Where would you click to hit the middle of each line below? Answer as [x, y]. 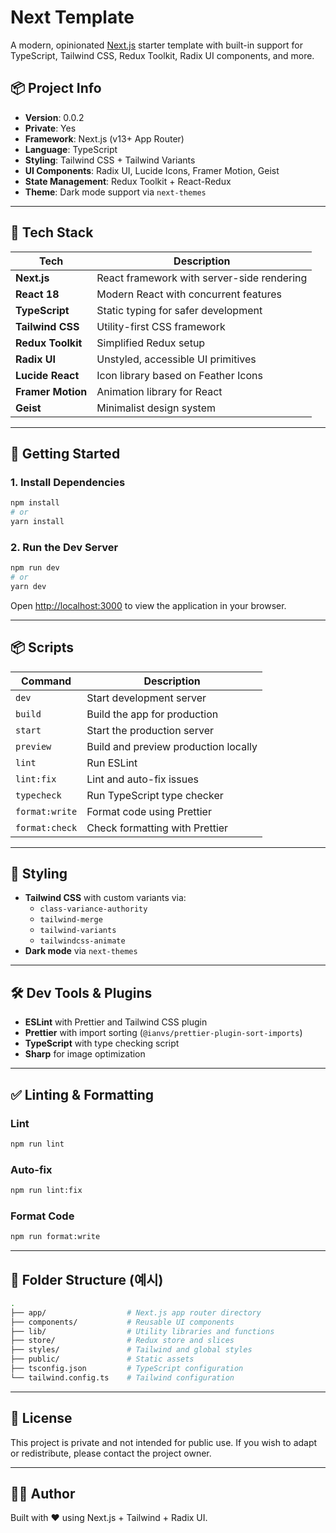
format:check [46, 827]
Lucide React [47, 375]
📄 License [41, 1418]
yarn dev [28, 586]
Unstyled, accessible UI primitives [176, 359]
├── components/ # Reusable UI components [122, 1322]
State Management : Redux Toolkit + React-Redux [128, 181]
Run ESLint [112, 763]
